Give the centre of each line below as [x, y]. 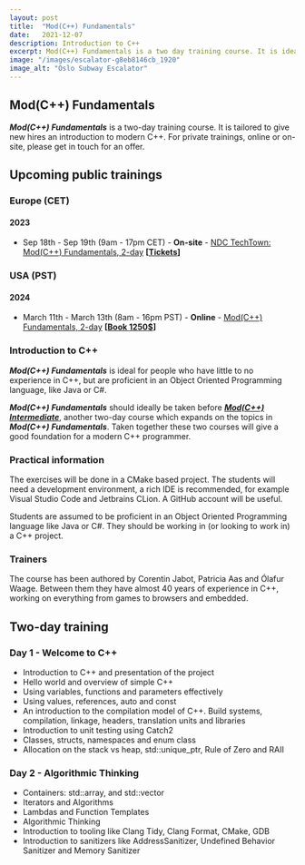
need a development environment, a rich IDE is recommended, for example [149, 489]
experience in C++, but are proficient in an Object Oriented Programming [146, 380]
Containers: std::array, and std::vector [93, 793]
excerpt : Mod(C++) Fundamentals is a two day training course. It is [144, 52]
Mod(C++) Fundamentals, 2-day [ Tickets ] [102, 252]
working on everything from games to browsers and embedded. [129, 598]
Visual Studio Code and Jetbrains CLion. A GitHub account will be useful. [146, 498]
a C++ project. [36, 536]
